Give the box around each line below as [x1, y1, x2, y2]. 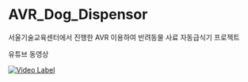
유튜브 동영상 [8, 49, 49, 58]
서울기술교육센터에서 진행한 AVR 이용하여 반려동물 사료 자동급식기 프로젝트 [8, 32, 240, 42]
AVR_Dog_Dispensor [8, 6, 148, 24]
